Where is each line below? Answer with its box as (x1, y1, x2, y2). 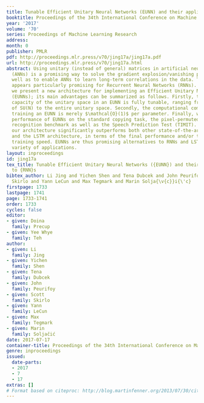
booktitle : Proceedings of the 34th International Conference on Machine (6, 15, 197, 21)
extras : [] (6, 382, 34, 388)
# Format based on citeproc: (6, 387, 80, 394)
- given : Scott (6, 291, 45, 298)
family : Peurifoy (12, 286, 56, 292)
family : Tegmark (12, 320, 53, 326)
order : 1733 (6, 201, 36, 207)
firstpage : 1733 (6, 184, 47, 190)
